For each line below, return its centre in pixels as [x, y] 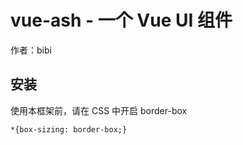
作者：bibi [31, 50]
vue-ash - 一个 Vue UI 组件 [121, 20]
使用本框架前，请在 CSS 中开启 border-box [99, 110]
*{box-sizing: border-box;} [69, 129]
